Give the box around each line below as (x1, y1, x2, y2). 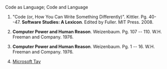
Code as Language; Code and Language (5, 4, 88, 10)
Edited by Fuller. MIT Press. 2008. (84, 19, 154, 25)
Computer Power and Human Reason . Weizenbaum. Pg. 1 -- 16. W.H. (12, 44, 156, 49)
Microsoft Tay (12, 59, 41, 64)
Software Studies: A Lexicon (21, 19, 82, 25)
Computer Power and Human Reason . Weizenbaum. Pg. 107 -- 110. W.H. (12, 29, 162, 34)
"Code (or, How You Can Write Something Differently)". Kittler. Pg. (12, 14, 148, 19)
